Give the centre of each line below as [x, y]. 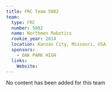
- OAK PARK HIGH [37, 55]
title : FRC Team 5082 [33, 11]
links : [19, 60]
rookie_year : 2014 [34, 39]
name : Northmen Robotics [42, 33]
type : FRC [23, 22]
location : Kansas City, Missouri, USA [59, 45]
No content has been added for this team [56, 83]
